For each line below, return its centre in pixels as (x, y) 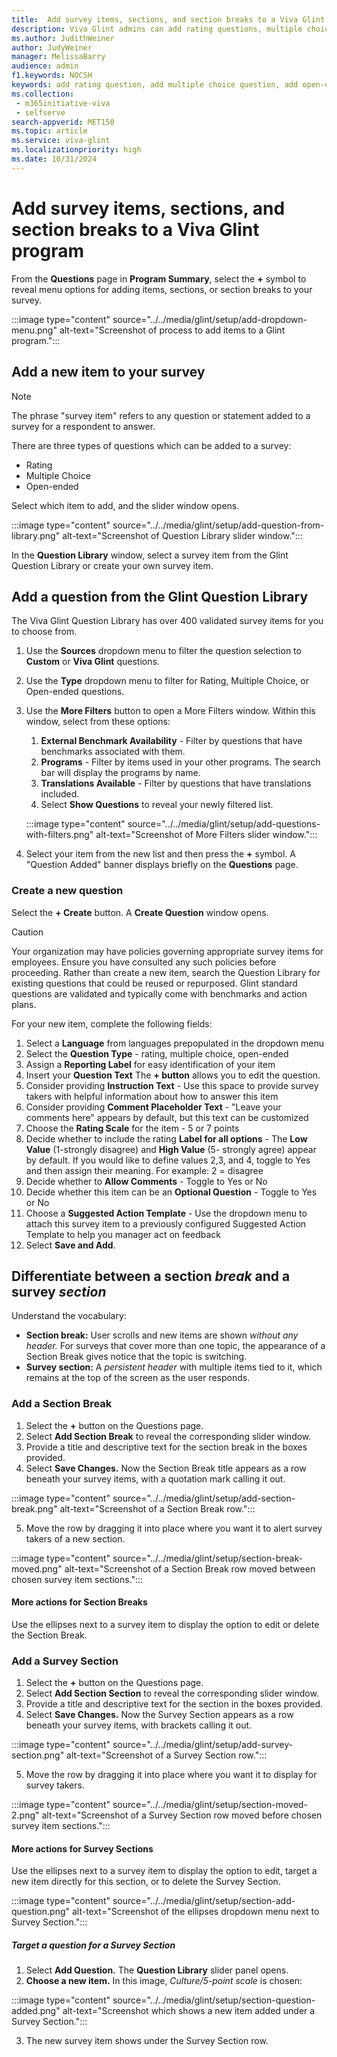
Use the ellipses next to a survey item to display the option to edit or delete (165, 1624)
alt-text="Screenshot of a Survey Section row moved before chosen (182, 1815)
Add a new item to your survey (108, 372)
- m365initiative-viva (63, 103)
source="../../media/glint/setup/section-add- (204, 1901)
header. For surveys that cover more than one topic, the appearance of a (175, 1346)
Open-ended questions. (75, 692)
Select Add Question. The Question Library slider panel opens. (157, 1970)
